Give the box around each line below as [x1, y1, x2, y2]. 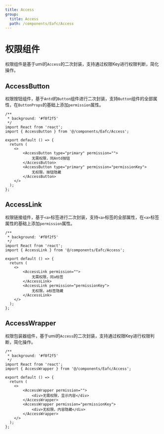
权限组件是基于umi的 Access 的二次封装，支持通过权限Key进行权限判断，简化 [5, 61, 159, 67]
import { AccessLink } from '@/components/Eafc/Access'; [5, 248, 125, 253]
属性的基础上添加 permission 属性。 [5, 220, 75, 226]
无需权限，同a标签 [31, 274, 64, 279]
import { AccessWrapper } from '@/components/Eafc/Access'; [5, 366, 132, 371]
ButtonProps [18, 103, 43, 108]
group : [5, 12, 19, 17]
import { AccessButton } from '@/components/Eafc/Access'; [5, 129, 129, 134]
